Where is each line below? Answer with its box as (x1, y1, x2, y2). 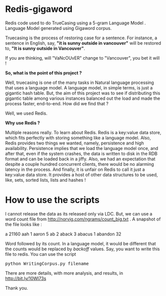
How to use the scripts (5, 195, 100, 206)
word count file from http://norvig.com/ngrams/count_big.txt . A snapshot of (5, 216, 161, 222)
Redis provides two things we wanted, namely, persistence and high (5, 140, 144, 146)
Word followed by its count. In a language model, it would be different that (5, 240, 156, 246)
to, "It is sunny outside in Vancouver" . (5, 45, 85, 51)
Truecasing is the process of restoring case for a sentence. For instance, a (5, 35, 158, 41)
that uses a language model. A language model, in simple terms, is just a (5, 84, 153, 90)
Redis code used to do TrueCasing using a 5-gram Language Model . (5, 20, 146, 26)
